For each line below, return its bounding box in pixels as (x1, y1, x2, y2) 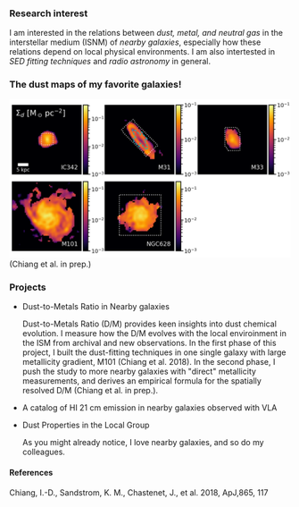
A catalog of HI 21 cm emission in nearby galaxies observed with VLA (21, 402, 278, 413)
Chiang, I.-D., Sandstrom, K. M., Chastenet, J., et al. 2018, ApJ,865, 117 (9, 486, 269, 498)
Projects (9, 281, 46, 293)
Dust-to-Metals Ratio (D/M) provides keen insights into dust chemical (21, 318, 277, 329)
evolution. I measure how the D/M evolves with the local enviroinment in (21, 328, 287, 339)
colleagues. (21, 446, 65, 458)
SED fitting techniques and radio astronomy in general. (9, 56, 212, 67)
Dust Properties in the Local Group (21, 419, 150, 431)
